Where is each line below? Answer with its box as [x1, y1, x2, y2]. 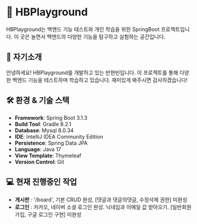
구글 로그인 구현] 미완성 [27, 211, 82, 218]
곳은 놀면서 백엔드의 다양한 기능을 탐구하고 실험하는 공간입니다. [20, 33, 166, 40]
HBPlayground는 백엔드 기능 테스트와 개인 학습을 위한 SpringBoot [6, 25, 160, 33]
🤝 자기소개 [6, 52, 43, 62]
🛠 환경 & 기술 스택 [6, 95, 70, 105]
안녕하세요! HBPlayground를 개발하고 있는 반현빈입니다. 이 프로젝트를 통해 [6, 69, 179, 76]
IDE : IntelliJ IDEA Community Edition [14, 133, 104, 140]
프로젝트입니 [160, 25, 190, 33]
